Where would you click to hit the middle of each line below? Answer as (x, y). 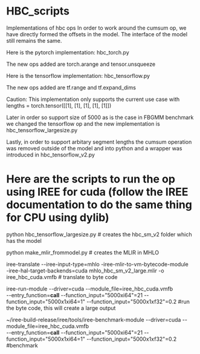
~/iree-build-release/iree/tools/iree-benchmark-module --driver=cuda (94, 320)
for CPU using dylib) (58, 218)
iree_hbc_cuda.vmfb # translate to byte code (62, 277)
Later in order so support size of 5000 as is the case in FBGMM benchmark (100, 117)
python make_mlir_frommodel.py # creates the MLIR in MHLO (82, 253)
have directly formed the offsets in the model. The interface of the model (97, 34)
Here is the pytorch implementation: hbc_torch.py (68, 52)
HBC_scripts (38, 11)
